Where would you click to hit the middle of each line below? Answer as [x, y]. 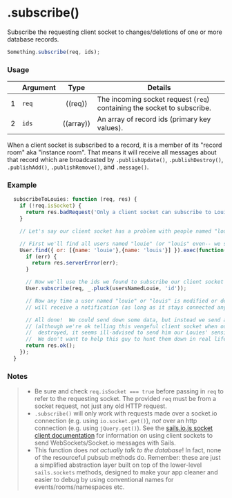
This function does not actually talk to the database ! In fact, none [128, 450]
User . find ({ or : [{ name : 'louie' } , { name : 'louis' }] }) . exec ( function [122, 250]
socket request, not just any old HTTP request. [100, 406]
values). [110, 128]
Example [22, 185]
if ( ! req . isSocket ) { [50, 206]
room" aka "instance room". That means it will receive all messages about [112, 152]
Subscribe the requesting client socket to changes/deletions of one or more [115, 32]
